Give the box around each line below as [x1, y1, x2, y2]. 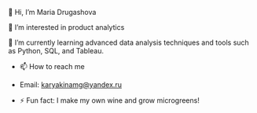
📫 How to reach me [19, 62, 85, 71]
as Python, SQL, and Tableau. [8, 46, 105, 55]
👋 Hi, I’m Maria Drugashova [8, 8, 97, 16]
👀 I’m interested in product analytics [8, 23, 125, 31]
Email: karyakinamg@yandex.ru [19, 80, 122, 89]
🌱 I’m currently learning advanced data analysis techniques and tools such [8, 38, 249, 47]
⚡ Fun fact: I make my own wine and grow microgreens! [19, 96, 200, 105]
